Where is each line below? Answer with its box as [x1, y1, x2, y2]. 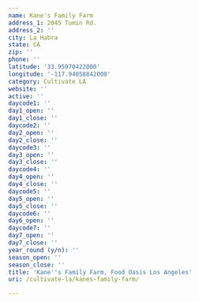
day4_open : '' [8, 173, 55, 181]
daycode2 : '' [8, 121, 51, 129]
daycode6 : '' [8, 210, 51, 218]
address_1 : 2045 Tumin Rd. [8, 19, 97, 27]
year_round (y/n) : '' [8, 246, 80, 254]
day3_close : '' [8, 158, 58, 166]
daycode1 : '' [8, 99, 51, 107]
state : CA [8, 41, 41, 49]
